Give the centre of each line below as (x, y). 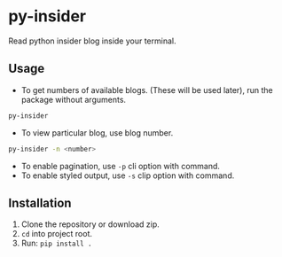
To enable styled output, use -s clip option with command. (128, 175)
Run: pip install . (56, 243)
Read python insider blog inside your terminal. (92, 41)
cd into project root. (57, 234)
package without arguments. (73, 99)
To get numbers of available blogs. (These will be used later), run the (147, 90)
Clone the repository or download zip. (90, 224)
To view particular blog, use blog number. (97, 132)
